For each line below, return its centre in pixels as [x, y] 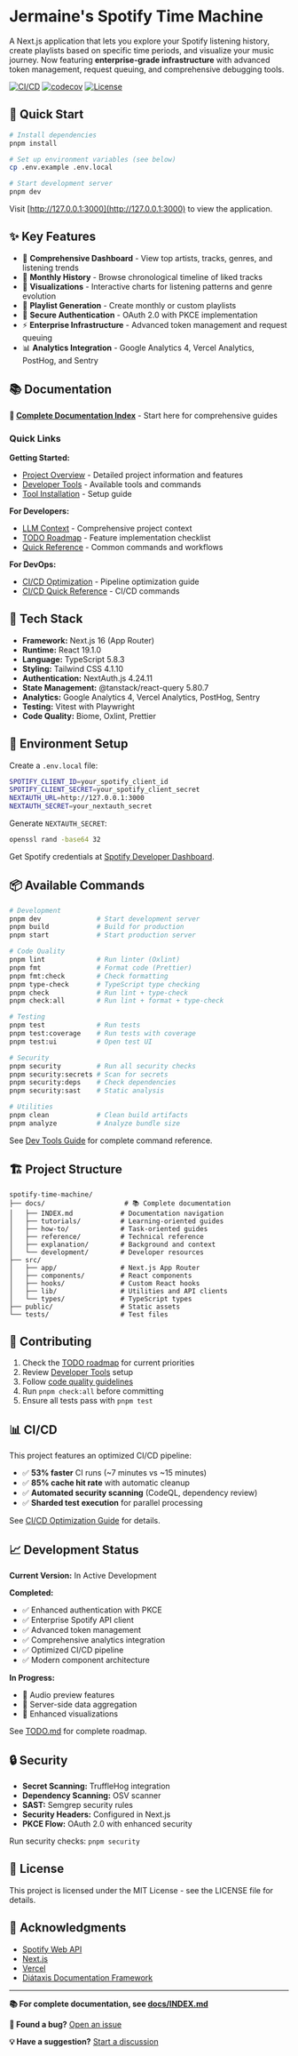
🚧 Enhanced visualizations [70, 1714]
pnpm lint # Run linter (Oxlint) [94, 960]
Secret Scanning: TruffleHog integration [96, 1786]
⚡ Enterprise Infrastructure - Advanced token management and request [154, 324]
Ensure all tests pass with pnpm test [87, 1401]
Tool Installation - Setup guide [77, 493]
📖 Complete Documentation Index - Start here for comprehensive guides [143, 415]
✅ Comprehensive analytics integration [94, 1640]
